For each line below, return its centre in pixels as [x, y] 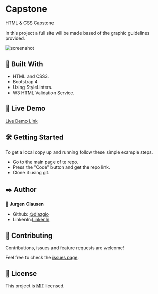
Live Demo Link [22, 121]
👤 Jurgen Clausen [25, 204]
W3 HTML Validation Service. [44, 93]
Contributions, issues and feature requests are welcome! [65, 248]
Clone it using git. [31, 173]
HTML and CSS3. [31, 76]
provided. [15, 38]
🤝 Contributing [29, 235]
